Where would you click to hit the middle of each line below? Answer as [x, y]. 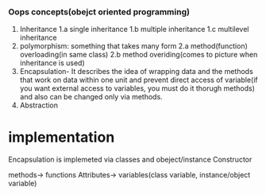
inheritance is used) [52, 63]
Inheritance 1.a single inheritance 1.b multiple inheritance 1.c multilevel [134, 29]
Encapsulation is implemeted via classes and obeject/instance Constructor [130, 160]
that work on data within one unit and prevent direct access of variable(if [139, 80]
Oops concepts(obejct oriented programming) [99, 12]
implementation [62, 137]
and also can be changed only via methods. [91, 97]
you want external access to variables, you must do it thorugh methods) [137, 88]
